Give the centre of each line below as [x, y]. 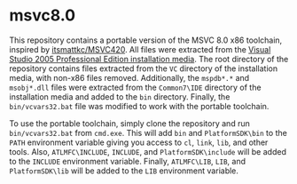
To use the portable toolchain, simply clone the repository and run [129, 123]
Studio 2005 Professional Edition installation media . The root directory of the [149, 59]
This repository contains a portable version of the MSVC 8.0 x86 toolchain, [146, 40]
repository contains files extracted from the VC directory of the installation [143, 68]
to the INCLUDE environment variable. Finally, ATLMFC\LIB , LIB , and [128, 161]
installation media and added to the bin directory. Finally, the [120, 96]
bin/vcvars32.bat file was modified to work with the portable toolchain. [139, 106]
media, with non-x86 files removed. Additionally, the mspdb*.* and [129, 77]
